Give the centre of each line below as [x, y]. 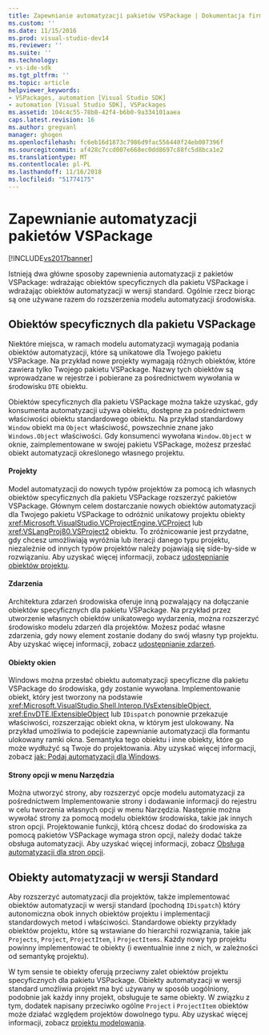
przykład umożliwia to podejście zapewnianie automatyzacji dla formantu [129, 731]
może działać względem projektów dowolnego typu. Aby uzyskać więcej [128, 1014]
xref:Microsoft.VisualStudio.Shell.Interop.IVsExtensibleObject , [110, 706]
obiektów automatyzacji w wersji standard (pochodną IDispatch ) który [124, 905]
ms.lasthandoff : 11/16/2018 [55, 172]
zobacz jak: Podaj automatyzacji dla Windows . [85, 756]
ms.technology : [34, 61]
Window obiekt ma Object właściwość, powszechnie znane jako [111, 427]
